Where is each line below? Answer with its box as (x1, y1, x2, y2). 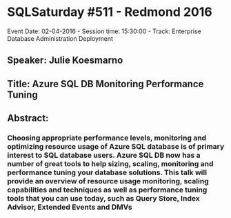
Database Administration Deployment (7, 34, 114, 42)
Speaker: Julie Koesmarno (7, 55, 123, 66)
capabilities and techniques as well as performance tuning (7, 185, 208, 194)
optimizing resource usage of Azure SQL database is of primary (7, 142, 225, 152)
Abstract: (7, 112, 49, 125)
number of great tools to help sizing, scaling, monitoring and (7, 159, 214, 169)
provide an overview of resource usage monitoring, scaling (7, 176, 209, 186)
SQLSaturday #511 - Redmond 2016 (7, 4, 212, 20)
